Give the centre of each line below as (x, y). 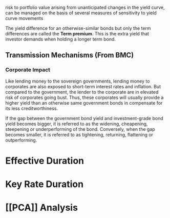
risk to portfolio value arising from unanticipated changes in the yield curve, (85, 7)
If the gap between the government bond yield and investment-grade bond (84, 118)
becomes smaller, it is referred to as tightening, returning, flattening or (79, 134)
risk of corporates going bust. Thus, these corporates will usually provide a (84, 97)
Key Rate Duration (44, 184)
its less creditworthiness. (31, 108)
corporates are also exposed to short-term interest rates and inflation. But (83, 86)
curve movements (24, 18)
